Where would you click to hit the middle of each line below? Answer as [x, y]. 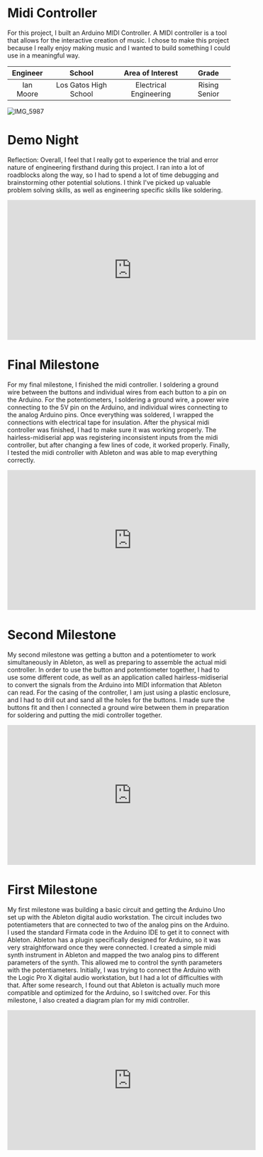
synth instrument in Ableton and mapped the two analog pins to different [113, 954]
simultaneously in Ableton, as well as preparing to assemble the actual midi [117, 662]
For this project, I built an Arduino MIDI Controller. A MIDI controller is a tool [117, 33]
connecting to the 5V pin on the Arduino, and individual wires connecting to [118, 407]
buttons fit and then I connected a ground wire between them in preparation [118, 707]
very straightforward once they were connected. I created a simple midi [112, 947]
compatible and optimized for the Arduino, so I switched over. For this [109, 992]
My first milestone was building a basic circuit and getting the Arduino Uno [116, 909]
